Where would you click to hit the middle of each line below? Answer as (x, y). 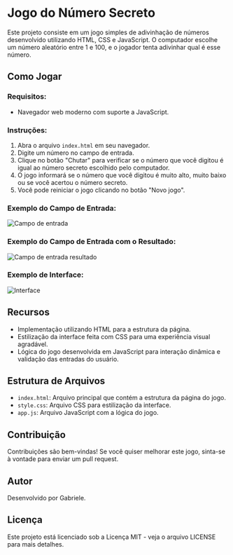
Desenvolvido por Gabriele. (47, 498)
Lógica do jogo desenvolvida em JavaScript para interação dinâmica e (119, 351)
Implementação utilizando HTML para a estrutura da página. (104, 329)
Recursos (29, 312)
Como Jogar (35, 77)
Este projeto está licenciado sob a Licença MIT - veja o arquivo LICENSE (112, 537)
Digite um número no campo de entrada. (76, 153)
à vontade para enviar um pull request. (63, 459)
